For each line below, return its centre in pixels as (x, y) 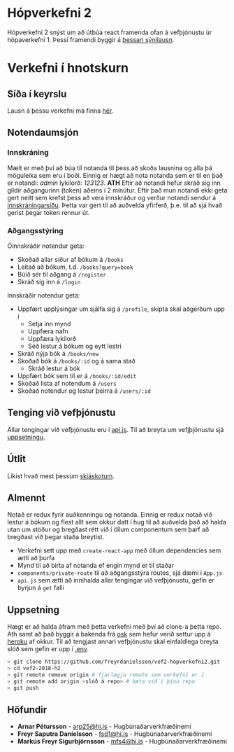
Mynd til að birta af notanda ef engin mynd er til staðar (96, 566)
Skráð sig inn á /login (49, 281)
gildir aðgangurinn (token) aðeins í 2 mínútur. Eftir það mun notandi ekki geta (117, 190)
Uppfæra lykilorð (52, 338)
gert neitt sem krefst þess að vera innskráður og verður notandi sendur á (112, 197)
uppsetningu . (26, 437)
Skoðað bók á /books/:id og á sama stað (76, 361)
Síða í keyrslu (37, 93)
